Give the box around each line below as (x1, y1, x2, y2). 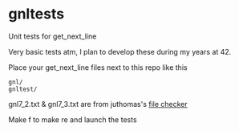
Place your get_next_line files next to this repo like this (8, 62, 188, 72)
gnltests (8, 5, 65, 23)
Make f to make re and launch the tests (8, 114, 138, 125)
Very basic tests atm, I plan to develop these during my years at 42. (8, 47, 232, 56)
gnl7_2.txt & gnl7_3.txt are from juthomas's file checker (8, 99, 188, 108)
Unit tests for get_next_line (8, 31, 97, 41)
